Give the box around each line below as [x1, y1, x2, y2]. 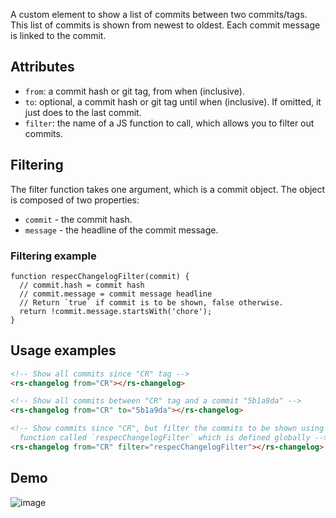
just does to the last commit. [24, 106, 142, 118]
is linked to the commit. [10, 30, 107, 41]
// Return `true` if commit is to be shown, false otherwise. [19, 297, 284, 308]
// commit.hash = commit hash [19, 280, 145, 290]
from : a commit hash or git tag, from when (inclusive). [24, 85, 245, 97]
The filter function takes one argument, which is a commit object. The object [10, 183, 326, 195]
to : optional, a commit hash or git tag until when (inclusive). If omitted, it [24, 95, 322, 108]
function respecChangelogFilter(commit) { [10, 271, 190, 281]
